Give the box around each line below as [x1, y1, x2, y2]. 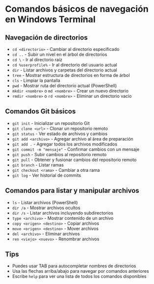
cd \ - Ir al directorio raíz [12, 57, 63, 62]
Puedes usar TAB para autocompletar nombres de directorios [12, 263, 136, 269]
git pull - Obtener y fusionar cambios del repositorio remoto [12, 157, 137, 163]
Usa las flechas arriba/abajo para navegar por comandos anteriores [12, 268, 149, 274]
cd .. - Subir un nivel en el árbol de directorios [12, 51, 107, 57]
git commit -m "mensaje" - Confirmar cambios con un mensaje [12, 146, 140, 152]
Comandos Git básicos [5, 107, 76, 116]
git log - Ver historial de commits [12, 172, 81, 178]
